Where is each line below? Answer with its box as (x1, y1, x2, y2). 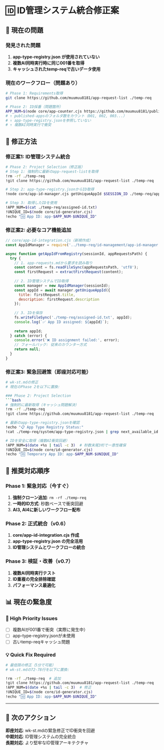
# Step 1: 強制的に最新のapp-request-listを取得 (5, 169, 99, 174)
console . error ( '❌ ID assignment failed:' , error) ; (14, 338, 120, 343)
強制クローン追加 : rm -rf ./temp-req (12, 495, 87, 500)
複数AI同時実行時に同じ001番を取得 (12, 60, 85, 66)
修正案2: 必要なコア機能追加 (5, 227, 72, 233)
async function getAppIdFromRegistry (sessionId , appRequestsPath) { (5, 251, 147, 256)
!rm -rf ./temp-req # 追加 (5, 676, 61, 681)
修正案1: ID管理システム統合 (5, 153, 71, 160)
